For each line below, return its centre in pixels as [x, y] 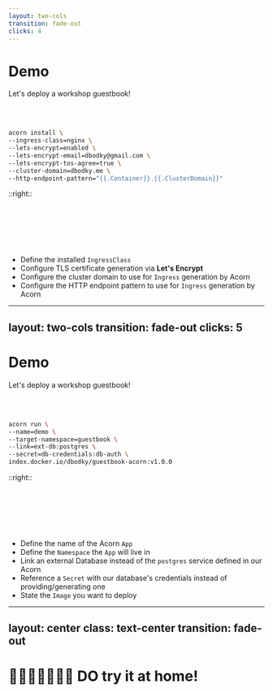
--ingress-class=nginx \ [50, 141]
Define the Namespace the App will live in [85, 552]
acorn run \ [28, 424]
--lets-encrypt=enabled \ [52, 148]
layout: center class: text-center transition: [120, 628]
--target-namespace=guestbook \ [63, 440]
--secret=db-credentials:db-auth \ [69, 455]
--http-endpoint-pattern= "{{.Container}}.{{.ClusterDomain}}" [116, 178]
